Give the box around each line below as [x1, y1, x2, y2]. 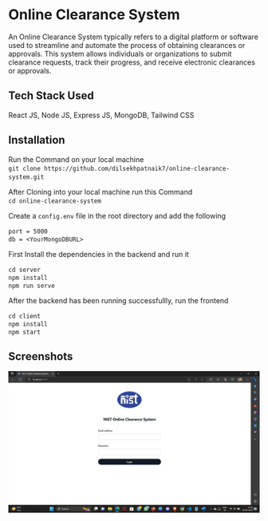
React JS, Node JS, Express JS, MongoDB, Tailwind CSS [8, 110, 195, 120]
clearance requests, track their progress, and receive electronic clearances [8, 57, 255, 67]
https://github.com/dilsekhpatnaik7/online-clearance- [43, 164, 230, 172]
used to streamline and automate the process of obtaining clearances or [8, 40, 246, 49]
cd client [8, 312, 41, 320]
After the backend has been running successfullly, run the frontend [8, 295, 229, 305]
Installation [8, 133, 65, 147]
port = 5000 [8, 227, 48, 235]
